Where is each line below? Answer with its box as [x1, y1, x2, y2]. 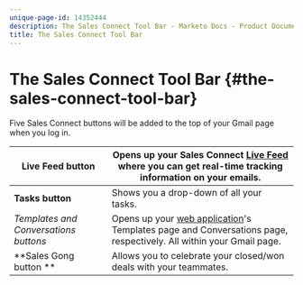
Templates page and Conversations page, [111, 224, 289, 236]
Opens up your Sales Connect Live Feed [112, 149, 289, 161]
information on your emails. [139, 171, 262, 184]
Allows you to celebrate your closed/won [111, 250, 285, 262]
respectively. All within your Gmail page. [111, 235, 281, 248]
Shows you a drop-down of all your [111, 187, 262, 199]
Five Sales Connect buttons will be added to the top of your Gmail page [9, 118, 275, 129]
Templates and [14, 213, 78, 225]
